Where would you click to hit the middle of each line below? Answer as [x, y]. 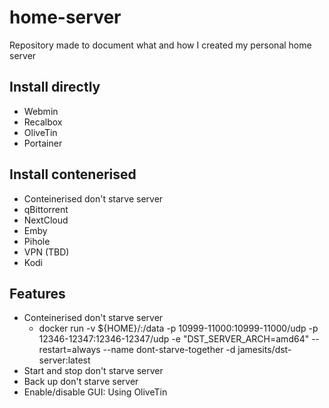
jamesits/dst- [264, 350]
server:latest [64, 360]
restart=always [69, 350]
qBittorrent [46, 209]
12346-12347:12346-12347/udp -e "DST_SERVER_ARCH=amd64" [174, 339]
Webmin [41, 111]
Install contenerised [73, 174]
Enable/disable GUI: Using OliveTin [95, 392]
